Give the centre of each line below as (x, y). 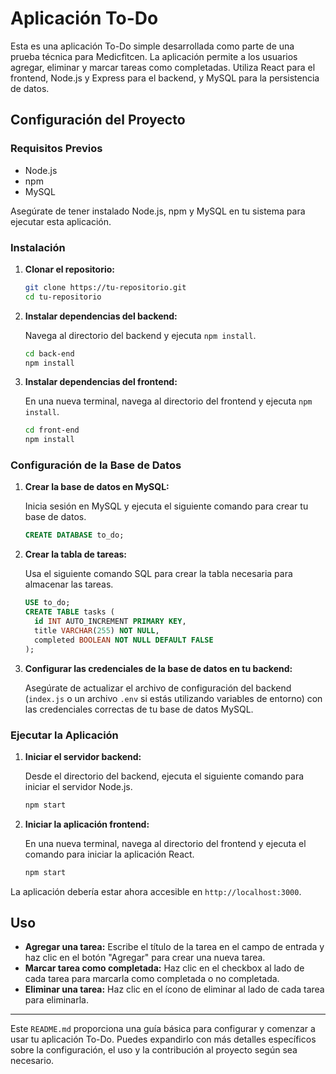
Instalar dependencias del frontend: (101, 382)
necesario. (32, 1061)
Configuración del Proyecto (98, 120)
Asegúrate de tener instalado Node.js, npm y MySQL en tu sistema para (158, 211)
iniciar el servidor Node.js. (78, 786)
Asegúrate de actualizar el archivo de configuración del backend (158, 688)
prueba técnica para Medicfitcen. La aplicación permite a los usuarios (154, 56)
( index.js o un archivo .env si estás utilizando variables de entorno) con (173, 698)
